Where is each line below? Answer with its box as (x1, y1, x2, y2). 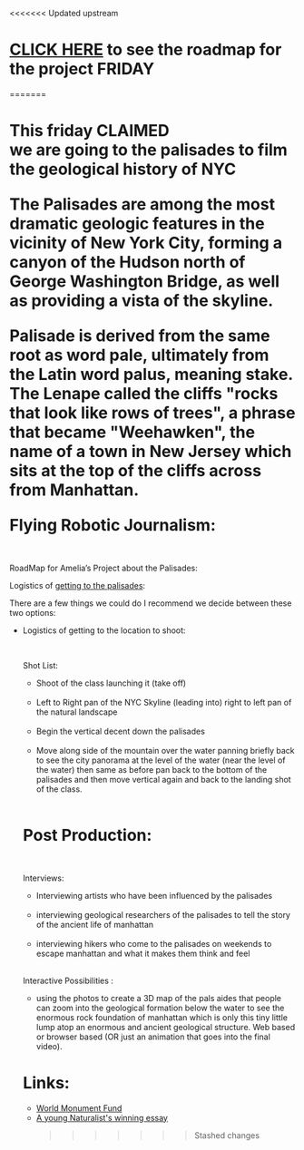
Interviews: (22, 872, 64, 883)
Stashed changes (194, 1129, 260, 1141)
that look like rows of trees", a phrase (9, 403, 296, 424)
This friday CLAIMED (9, 121, 170, 141)
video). (35, 1040, 63, 1051)
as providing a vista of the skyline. (9, 290, 274, 311)
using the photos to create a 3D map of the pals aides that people (35, 992, 282, 1003)
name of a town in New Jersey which (9, 442, 292, 462)
